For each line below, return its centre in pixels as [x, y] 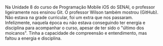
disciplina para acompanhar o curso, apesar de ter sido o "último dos [75, 28]
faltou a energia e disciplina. [33, 38]
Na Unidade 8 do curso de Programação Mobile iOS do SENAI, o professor [80, 7]
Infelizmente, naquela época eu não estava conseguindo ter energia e [75, 23]
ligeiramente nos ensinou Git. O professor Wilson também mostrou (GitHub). [82, 12]
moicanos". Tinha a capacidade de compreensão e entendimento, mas [76, 33]
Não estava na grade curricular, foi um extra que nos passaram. [69, 17]
